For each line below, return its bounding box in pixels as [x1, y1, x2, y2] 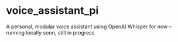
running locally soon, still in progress [6, 29, 95, 36]
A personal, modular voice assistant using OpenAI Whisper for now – [6, 23, 172, 30]
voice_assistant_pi [6, 4, 99, 17]
